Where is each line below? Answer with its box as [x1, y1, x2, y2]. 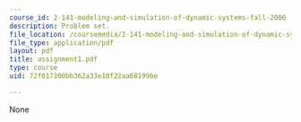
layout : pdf [9, 47, 54, 56]
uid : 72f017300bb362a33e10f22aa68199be [9, 72, 159, 81]
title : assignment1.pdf [9, 55, 99, 64]
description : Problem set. [9, 22, 110, 30]
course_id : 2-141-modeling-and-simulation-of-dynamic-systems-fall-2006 [9, 13, 287, 22]
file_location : [9, 30, 66, 39]
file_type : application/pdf [9, 38, 115, 48]
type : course [9, 64, 58, 73]
